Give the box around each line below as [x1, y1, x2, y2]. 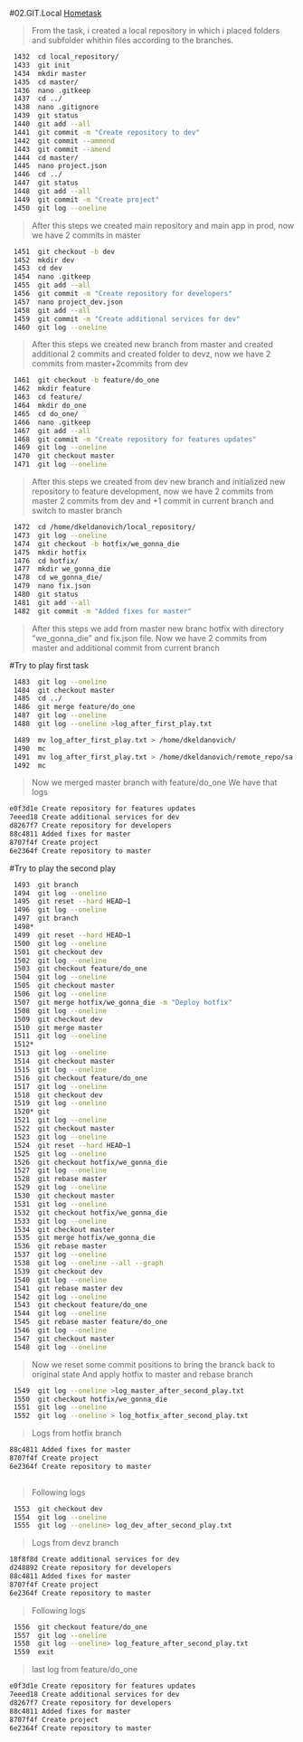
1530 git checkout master [13, 1191, 116, 1200]
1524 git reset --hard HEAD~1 [13, 1141, 131, 1150]
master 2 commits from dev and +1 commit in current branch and [31, 496, 274, 506]
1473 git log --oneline [13, 531, 107, 540]
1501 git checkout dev [13, 947, 103, 957]
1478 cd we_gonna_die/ [13, 573, 103, 582]
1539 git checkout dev [13, 1266, 103, 1276]
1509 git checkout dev [13, 1015, 103, 1024]
